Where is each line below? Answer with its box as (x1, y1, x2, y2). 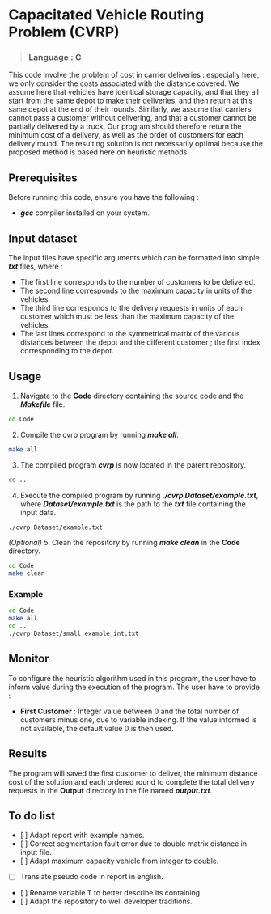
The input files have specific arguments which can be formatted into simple (8, 253, 260, 263)
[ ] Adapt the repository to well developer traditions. (19, 896, 193, 907)
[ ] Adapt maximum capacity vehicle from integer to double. (19, 856, 219, 866)
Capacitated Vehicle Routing (8, 6, 205, 24)
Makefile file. (19, 399, 66, 409)
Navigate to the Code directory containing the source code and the (19, 391, 244, 400)
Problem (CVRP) (8, 23, 120, 41)
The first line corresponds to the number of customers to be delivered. (19, 277, 256, 287)
